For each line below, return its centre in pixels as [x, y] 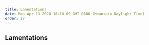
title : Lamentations [26, 9]
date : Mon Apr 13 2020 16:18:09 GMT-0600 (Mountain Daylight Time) [75, 14]
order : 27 [15, 18]
